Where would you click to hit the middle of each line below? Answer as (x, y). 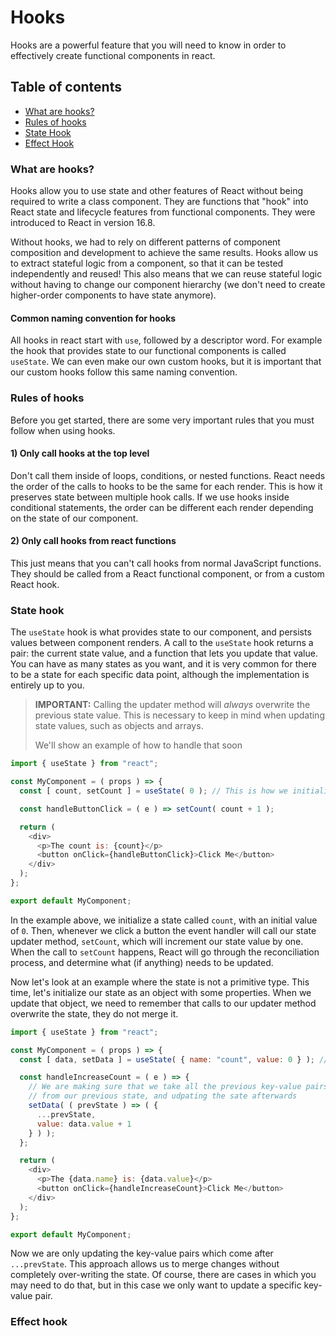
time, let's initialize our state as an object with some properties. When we (161, 992)
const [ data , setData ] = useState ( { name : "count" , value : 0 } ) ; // (174, 1059)
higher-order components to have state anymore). (113, 295)
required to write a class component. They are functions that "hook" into (159, 202)
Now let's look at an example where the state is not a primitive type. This (160, 982)
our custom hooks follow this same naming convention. (124, 372)
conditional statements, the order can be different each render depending (162, 507)
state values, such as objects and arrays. (119, 726)
